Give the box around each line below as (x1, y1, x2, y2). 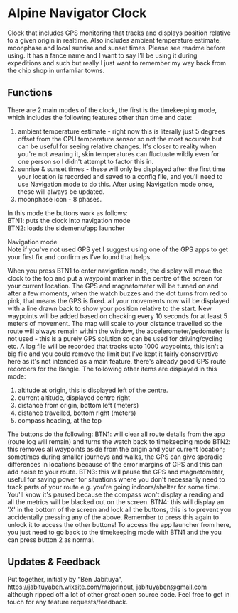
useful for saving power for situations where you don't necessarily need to (7, 474, 225, 484)
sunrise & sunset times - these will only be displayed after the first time (17, 165, 226, 173)
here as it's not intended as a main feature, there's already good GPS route (7, 357, 226, 365)
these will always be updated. (17, 187, 105, 196)
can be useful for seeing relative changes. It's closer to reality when (17, 142, 217, 151)
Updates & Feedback (7, 556, 101, 568)
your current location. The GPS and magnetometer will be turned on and (7, 281, 219, 290)
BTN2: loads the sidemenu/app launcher (7, 224, 126, 232)
